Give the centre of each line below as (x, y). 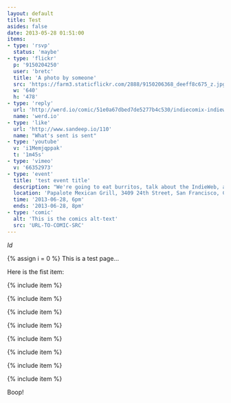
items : (16, 39)
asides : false (27, 26)
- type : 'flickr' (32, 59)
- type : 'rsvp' (29, 46)
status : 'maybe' (36, 52)
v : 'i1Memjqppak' (38, 148)
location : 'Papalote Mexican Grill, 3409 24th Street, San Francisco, (117, 193)
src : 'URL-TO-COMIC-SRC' (49, 225)
